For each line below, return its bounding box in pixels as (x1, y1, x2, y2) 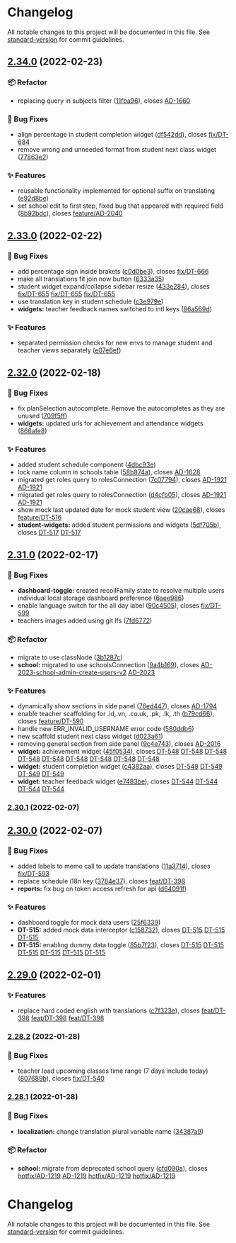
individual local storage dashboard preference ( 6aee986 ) (17, 593, 184, 602)
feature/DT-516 (17, 513, 62, 522)
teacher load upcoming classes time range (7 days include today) (17, 1066, 208, 1075)
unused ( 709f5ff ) (17, 411, 68, 420)
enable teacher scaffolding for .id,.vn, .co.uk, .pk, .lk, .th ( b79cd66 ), (17, 710, 215, 718)
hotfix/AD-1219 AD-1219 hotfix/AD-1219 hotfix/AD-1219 (17, 1171, 176, 1180)
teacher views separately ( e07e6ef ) (17, 346, 122, 355)
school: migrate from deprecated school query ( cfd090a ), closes (17, 1164, 208, 1172)
